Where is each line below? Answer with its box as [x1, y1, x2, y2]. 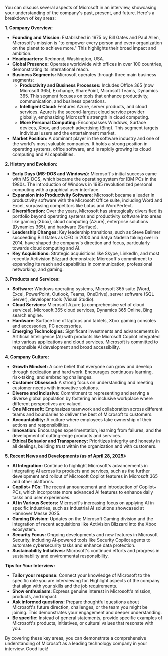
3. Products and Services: [5, 276, 60, 282]
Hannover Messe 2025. [12, 510, 61, 516]
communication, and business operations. [19, 98, 106, 104]
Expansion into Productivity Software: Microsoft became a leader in [12, 192, 155, 198]
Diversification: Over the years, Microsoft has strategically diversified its [12, 208, 163, 214]
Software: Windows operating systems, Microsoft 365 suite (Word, [12, 286, 151, 292]
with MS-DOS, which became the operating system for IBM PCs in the [12, 176, 157, 182]
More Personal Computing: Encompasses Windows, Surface [19, 120, 146, 125]
